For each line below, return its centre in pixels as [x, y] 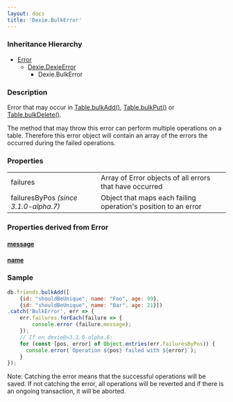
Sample [20, 278]
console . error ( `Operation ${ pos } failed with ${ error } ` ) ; [111, 350]
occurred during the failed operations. [61, 143]
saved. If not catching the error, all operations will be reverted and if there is [115, 384]
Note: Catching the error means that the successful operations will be [106, 376]
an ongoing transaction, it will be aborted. [67, 391]
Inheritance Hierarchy [45, 44]
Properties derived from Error [58, 228]
